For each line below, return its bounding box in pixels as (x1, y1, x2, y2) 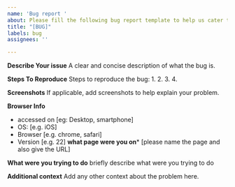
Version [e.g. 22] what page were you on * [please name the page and (17, 137, 220, 147)
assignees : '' (7, 36, 49, 43)
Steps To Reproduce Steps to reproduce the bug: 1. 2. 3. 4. (7, 75, 178, 84)
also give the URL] (17, 145, 71, 154)
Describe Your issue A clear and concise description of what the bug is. (7, 61, 215, 70)
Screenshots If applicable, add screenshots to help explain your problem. (7, 89, 220, 97)
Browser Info (7, 102, 45, 110)
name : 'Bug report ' (7, 10, 68, 17)
